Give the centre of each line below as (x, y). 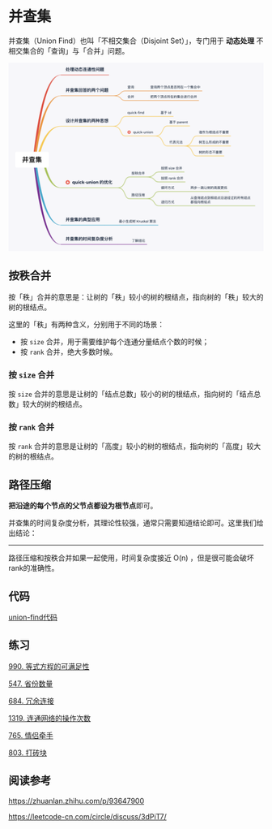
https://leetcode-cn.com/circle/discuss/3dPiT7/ (88, 816)
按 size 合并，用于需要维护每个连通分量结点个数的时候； (115, 341)
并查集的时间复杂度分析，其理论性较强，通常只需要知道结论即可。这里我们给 (136, 523)
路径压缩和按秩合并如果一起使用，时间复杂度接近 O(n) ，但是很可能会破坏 (132, 558)
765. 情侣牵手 (31, 735)
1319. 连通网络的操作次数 (50, 718)
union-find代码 (33, 617)
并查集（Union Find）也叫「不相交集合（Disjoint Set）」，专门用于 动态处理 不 (136, 41)
